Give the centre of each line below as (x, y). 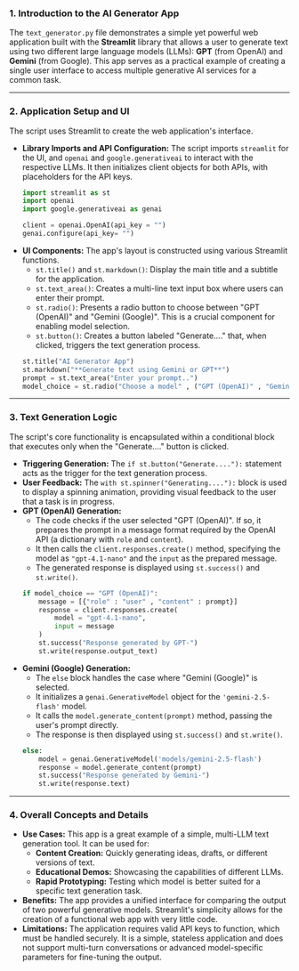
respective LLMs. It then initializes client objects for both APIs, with (145, 166)
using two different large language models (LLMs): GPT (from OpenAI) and (146, 52)
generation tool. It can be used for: (85, 844)
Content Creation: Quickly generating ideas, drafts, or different (152, 854)
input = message (85, 627)
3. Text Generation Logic (63, 417)
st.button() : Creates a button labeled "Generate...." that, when (151, 336)
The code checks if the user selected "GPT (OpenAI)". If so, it (148, 520)
